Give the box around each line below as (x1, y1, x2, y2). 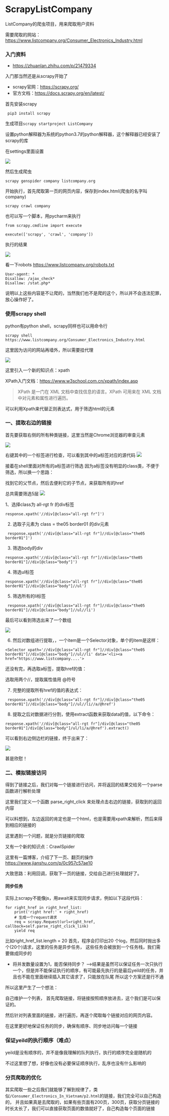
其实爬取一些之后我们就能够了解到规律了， (5, 1086, 94, 1092)
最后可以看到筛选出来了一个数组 (5, 617, 71, 623)
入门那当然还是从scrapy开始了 (5, 73, 68, 79)
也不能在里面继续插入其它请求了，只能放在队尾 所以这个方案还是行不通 (17, 974, 164, 980)
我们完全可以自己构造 (117, 1093, 162, 1099)
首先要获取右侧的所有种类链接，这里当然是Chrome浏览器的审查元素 (5, 432, 145, 438)
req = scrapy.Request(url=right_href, (14, 919, 96, 924)
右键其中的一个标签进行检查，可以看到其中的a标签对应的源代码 (5, 452, 136, 458)
